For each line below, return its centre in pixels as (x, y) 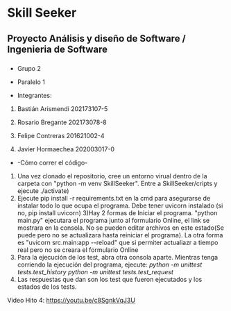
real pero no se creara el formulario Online (78, 250)
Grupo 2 (29, 68)
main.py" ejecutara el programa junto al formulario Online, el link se (113, 220)
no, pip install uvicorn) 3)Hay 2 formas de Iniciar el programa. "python (117, 212)
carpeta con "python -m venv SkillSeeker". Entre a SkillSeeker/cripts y (117, 183)
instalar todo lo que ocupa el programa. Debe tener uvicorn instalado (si (120, 205)
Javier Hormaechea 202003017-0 (66, 149)
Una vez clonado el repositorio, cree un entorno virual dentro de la (112, 176)
